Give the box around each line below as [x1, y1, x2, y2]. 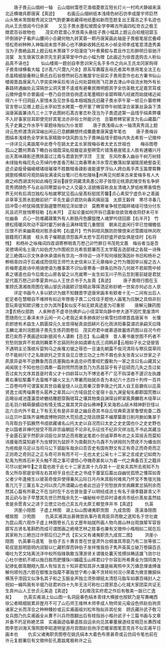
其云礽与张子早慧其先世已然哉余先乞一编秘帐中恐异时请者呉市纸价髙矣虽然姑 [5, 495, 161, 501]
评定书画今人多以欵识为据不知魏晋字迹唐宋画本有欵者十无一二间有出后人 [13, 290, 161, 295]
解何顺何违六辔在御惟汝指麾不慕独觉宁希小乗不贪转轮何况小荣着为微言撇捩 [5, 569, 157, 575]
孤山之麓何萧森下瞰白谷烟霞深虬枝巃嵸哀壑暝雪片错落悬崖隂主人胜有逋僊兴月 [5, 147, 161, 153]
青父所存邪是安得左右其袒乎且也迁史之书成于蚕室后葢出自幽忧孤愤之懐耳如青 [5, 470, 161, 476]
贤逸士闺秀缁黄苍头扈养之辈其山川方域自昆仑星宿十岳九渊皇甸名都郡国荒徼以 [5, 389, 161, 395]
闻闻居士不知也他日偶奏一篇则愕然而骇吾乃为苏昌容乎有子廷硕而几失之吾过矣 [5, 364, 161, 370]
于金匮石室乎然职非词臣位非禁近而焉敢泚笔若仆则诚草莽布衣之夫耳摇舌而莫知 [5, 432, 161, 438]
